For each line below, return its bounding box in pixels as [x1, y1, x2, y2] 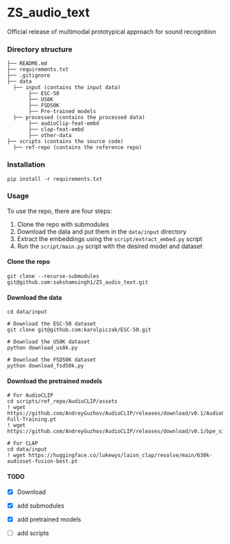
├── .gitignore [7, 72, 51, 79]
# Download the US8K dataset [7, 338, 90, 345]
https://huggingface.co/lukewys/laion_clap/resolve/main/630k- [28, 452, 213, 459]
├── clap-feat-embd [28, 126, 84, 133]
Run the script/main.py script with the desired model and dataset [16, 242, 203, 250]
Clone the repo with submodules [16, 220, 110, 228]
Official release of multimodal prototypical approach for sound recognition [7, 27, 216, 36]
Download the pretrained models [7, 377, 103, 385]
